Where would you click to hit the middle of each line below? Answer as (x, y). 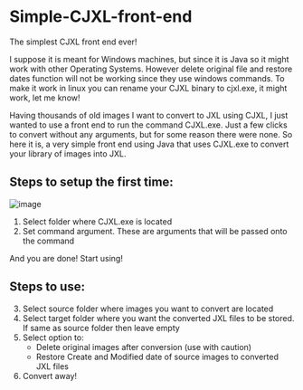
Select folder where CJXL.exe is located (97, 221)
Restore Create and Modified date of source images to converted (157, 357)
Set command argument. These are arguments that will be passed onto (155, 231)
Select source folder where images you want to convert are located (148, 309)
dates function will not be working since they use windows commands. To (147, 78)
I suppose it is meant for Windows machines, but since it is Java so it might (149, 59)
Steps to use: (47, 287)
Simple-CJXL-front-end (101, 17)
